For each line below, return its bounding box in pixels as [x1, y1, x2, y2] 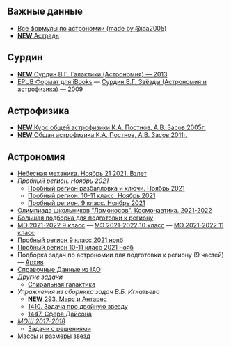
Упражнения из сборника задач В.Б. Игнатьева [17, 288, 160, 296]
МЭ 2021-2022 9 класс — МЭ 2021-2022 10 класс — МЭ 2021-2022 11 [17, 221, 224, 229]
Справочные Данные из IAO [17, 266, 101, 274]
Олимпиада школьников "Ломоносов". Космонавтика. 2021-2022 [17, 207, 212, 215]
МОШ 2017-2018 [17, 317, 66, 325]
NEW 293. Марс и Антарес [27, 295, 108, 303]
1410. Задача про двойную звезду [27, 302, 129, 311]
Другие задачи [17, 273, 63, 281]
